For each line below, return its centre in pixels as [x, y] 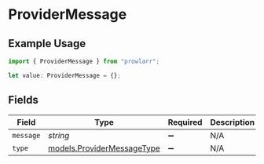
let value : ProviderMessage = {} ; [65, 75]
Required [185, 122]
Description [233, 122]
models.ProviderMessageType [104, 148]
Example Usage [47, 44]
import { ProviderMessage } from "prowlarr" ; [84, 61]
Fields [24, 100]
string [59, 135]
